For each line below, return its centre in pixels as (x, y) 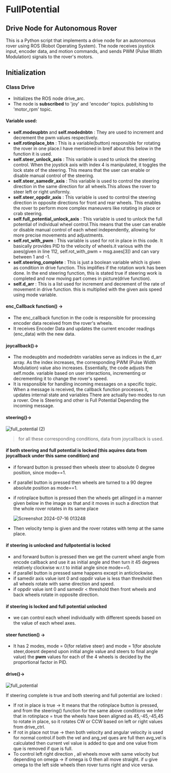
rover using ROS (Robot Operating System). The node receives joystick (80, 46)
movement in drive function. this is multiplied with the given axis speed (88, 289)
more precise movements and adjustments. (59, 235)
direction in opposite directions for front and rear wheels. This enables (87, 202)
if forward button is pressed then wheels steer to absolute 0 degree (84, 467)
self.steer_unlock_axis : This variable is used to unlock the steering (84, 159)
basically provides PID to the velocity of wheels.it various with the (82, 246)
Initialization (26, 73)
